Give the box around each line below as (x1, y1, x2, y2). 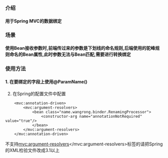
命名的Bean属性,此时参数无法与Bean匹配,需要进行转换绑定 (9, 51, 131, 57)
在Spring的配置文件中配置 (12, 91, 66, 97)
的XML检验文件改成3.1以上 (5, 147, 60, 153)
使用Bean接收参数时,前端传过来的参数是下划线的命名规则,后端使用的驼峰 (5, 45, 155, 51)
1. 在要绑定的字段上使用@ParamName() (5, 78, 88, 85)
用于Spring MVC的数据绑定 (5, 18, 62, 24)
